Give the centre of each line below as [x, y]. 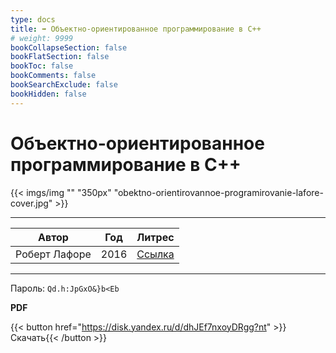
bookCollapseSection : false [69, 47]
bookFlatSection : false [60, 57]
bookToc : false [42, 66]
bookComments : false [53, 76]
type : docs [33, 19]
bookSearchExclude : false [64, 85]
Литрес [155, 237]
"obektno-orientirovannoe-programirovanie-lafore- [218, 192]
